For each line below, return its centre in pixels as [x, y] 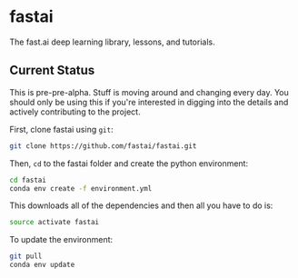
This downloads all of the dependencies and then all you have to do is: [141, 205]
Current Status [52, 70]
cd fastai [28, 180]
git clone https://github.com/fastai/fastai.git [103, 146]
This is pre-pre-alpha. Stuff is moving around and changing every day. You [149, 92]
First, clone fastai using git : [61, 129]
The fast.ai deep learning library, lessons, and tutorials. [112, 42]
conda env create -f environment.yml [81, 188]
